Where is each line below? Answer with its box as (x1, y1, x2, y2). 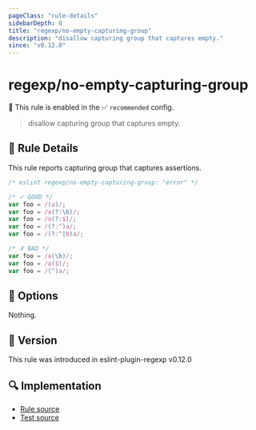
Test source (19, 412, 60, 422)
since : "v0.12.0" (8, 42, 66, 50)
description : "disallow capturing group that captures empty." (8, 34, 224, 42)
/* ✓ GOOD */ (8, 193, 54, 201)
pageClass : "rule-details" (8, 11, 98, 20)
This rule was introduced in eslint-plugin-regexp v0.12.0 (8, 355, 192, 364)
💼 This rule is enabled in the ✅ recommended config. (8, 102, 174, 112)
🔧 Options (8, 289, 58, 303)
